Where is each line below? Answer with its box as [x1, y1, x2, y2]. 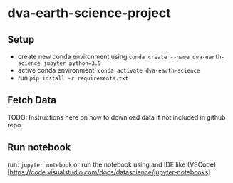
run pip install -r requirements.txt [17, 73, 129, 82]
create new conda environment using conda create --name [17, 52, 190, 61]
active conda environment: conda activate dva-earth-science [17, 66, 200, 74]
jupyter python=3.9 [43, 60, 101, 67]
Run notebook [7, 141, 71, 154]
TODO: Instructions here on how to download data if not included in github [7, 113, 226, 122]
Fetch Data [7, 94, 57, 106]
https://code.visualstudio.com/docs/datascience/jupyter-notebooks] [9, 167, 211, 176]
